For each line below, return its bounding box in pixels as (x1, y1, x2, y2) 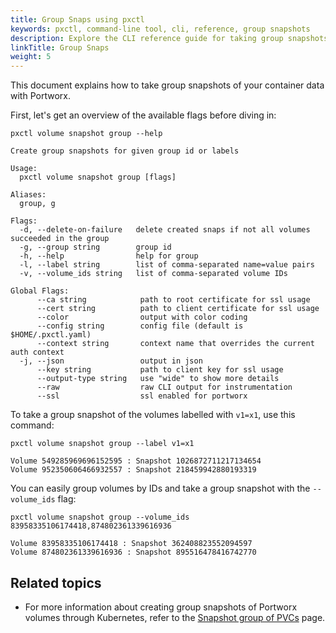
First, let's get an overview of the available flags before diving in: (10, 109, 277, 121)
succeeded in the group (10, 234, 110, 244)
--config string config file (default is (36, 321, 244, 331)
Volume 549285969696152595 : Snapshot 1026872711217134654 (10, 456, 262, 466)
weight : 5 (10, 52, 52, 62)
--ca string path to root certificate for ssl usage (36, 295, 311, 305)
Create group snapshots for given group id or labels (10, 146, 240, 156)
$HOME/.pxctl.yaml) (10, 330, 92, 340)
